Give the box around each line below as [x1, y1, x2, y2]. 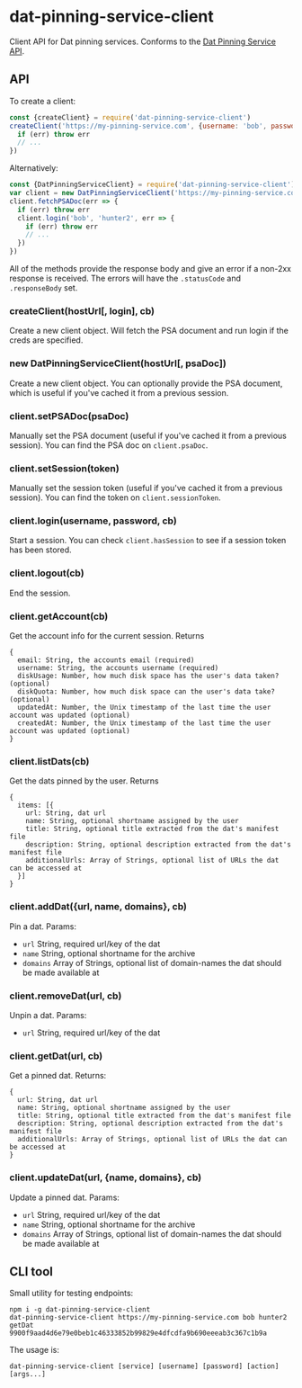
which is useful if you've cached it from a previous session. [9, 387, 229, 398]
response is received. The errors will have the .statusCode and [9, 273, 241, 283]
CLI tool [9, 1264, 54, 1279]
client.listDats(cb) [9, 756, 90, 767]
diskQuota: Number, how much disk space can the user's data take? [17, 687, 276, 696]
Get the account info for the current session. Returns [9, 631, 205, 641]
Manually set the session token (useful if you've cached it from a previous [9, 483, 283, 494]
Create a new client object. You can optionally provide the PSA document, [9, 378, 283, 389]
